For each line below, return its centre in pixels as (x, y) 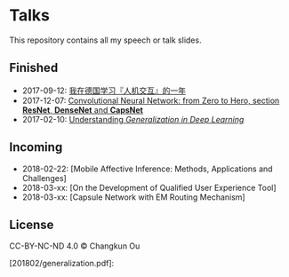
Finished (34, 68)
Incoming (36, 147)
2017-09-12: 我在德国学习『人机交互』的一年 (104, 91)
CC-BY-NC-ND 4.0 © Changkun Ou (75, 246)
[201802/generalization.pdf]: (62, 264)
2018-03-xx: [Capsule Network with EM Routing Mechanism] (134, 197)
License (32, 224)
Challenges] (44, 178)
